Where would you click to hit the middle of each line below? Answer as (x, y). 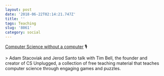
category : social (23, 32)
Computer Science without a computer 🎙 (46, 47)
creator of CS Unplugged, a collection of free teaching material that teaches (82, 63)
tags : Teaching (21, 23)
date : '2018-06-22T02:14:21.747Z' (41, 14)
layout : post (18, 10)
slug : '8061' (18, 28)
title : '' (15, 19)
